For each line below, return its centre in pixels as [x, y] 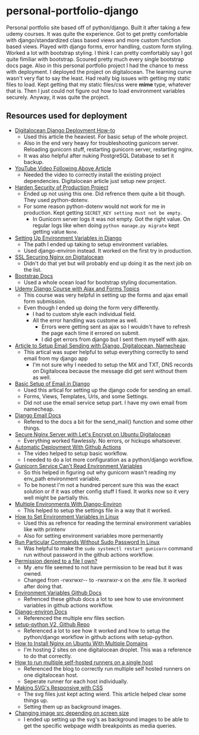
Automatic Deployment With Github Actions [68, 447]
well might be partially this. [56, 497]
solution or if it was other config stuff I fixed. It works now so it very [106, 491]
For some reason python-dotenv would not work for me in [94, 206]
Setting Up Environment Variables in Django [68, 238]
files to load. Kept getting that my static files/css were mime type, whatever [99, 84]
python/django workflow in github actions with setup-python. [99, 637]
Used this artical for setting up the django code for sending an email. [108, 390]
